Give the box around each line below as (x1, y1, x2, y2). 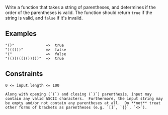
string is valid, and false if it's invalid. (5, 15, 83, 21)
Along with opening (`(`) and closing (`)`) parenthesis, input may (5, 91, 152, 97)
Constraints (5, 70, 43, 78)
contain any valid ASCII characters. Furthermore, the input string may (5, 96, 163, 101)
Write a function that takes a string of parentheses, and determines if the (5, 5, 156, 10)
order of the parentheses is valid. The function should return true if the (5, 10, 152, 16)
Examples (5, 30, 37, 38)
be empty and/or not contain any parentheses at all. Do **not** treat (5, 100, 161, 105)
